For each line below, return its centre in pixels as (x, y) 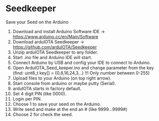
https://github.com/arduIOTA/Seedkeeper (55, 47)
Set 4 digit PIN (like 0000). (40, 94)
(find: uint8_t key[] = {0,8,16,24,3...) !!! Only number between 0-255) (81, 73)
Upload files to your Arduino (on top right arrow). (62, 78)
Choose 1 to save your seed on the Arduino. (57, 104)
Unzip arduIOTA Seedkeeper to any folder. (55, 52)
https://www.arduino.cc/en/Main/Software (55, 37)
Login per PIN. (27, 99)
